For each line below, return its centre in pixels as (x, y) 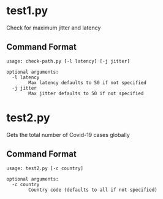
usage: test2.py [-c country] (45, 168)
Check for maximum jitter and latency (54, 28)
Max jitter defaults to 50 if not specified (86, 93)
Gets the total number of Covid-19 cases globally (68, 135)
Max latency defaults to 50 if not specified (88, 83)
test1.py (27, 11)
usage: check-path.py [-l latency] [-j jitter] (68, 61)
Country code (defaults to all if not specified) (93, 190)
